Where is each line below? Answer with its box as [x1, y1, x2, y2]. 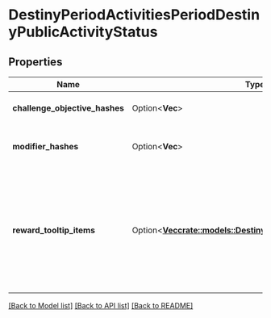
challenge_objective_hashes [12, 103, 125, 114]
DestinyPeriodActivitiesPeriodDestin [8, 6, 261, 24]
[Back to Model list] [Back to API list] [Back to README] [8, 301, 194, 310]
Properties [8, 55, 63, 69]
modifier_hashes [12, 141, 79, 152]
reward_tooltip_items [12, 224, 95, 236]
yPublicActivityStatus [8, 23, 158, 41]
